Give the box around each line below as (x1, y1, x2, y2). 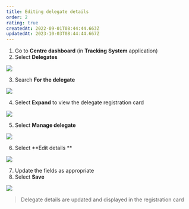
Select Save (14, 173, 45, 180)
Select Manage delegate (14, 121, 76, 129)
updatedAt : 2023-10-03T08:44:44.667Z (6, 31, 100, 37)
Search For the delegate (14, 76, 75, 83)
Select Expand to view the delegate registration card (14, 99, 144, 106)
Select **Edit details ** (14, 144, 73, 152)
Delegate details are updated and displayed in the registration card (20, 196, 184, 203)
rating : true (6, 20, 39, 26)
